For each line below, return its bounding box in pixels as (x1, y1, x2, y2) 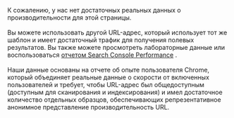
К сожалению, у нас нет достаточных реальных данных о (7, 6, 181, 14)
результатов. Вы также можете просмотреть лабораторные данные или (7, 44, 226, 51)
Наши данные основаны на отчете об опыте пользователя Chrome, (7, 66, 210, 74)
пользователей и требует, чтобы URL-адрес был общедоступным (7, 81, 204, 88)
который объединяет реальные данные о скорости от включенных (7, 73, 210, 81)
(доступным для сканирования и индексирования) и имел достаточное (7, 88, 223, 96)
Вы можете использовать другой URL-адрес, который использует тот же (7, 28, 228, 37)
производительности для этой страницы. (7, 13, 132, 22)
